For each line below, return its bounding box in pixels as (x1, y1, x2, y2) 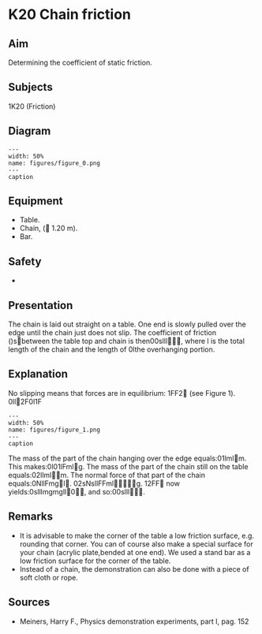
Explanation (8, 367, 69, 381)
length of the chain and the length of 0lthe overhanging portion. (8, 345, 215, 354)
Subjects (8, 80, 53, 94)
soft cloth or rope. (19, 572, 79, 582)
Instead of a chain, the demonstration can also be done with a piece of (19, 564, 250, 573)
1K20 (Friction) (8, 101, 56, 111)
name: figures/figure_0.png (8, 159, 101, 167)
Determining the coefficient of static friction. (8, 58, 152, 67)
